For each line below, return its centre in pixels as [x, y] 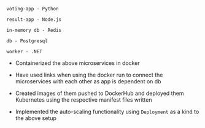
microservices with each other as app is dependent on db [88, 81]
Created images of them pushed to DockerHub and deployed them [99, 93]
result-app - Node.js [34, 20]
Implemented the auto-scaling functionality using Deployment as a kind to [107, 111]
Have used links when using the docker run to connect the [89, 75]
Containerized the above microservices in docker [77, 63]
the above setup [36, 118]
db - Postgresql [27, 41]
